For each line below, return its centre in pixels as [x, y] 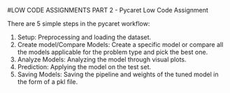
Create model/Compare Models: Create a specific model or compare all [120, 44]
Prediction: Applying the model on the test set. [84, 67]
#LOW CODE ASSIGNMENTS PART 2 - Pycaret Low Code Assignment [108, 10]
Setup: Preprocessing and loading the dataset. [84, 37]
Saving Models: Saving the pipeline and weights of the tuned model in [118, 74]
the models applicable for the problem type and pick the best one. [113, 52]
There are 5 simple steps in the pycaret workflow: [79, 23]
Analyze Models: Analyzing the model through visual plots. [102, 59]
